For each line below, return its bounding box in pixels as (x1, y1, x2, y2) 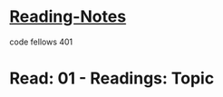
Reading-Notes (9, 6, 127, 27)
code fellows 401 (9, 36, 73, 47)
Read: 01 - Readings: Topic (9, 68, 215, 89)
